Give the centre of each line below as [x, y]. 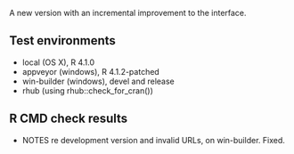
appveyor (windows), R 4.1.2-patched [91, 71]
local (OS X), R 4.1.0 [58, 62]
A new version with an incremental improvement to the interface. [128, 13]
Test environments [62, 41]
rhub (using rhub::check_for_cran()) [88, 90]
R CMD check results [69, 119]
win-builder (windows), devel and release [98, 81]
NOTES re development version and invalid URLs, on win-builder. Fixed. [153, 140]
